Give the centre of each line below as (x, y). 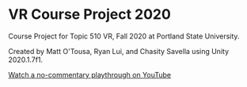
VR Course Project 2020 (90, 14)
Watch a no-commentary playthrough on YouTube (90, 74)
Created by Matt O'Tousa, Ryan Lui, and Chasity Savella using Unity (119, 51)
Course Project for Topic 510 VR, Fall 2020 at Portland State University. (124, 36)
